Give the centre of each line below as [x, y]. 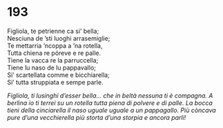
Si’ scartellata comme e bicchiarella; [59, 75]
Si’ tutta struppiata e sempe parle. [55, 82]
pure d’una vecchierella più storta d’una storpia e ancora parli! [97, 117]
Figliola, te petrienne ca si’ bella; [53, 31]
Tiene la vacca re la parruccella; [53, 60]
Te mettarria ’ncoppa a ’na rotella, [55, 45]
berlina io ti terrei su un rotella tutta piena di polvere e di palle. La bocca [110, 103]
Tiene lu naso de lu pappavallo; [52, 67]
